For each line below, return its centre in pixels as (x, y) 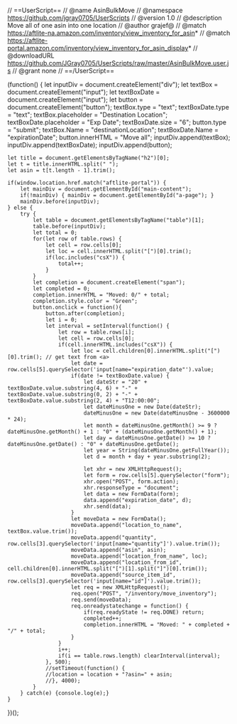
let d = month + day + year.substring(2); (147, 457)
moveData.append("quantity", (114, 538)
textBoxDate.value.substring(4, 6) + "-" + (73, 388)
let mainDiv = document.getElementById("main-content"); (106, 189)
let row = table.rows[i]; (96, 332)
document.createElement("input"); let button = (75, 100)
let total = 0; (55, 233)
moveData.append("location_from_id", (126, 563)
